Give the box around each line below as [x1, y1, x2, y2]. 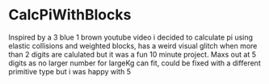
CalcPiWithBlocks [8, 6, 132, 24]
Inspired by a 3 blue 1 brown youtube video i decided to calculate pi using [8, 32, 253, 42]
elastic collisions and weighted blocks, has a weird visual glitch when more [8, 40, 258, 50]
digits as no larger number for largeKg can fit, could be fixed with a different [8, 58, 261, 68]
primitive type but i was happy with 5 [8, 66, 132, 76]
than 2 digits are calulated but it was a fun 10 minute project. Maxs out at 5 [8, 49, 257, 59]
